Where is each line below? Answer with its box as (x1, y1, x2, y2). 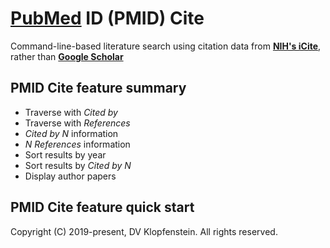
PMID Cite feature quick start (10, 199, 195, 216)
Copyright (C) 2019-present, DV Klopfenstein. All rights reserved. (10, 225, 278, 237)
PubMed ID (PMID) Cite (10, 7, 205, 30)
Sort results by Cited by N (24, 159, 132, 171)
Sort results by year (24, 148, 107, 161)
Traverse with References (24, 117, 131, 129)
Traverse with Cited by (24, 106, 118, 118)
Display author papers (24, 170, 117, 182)
